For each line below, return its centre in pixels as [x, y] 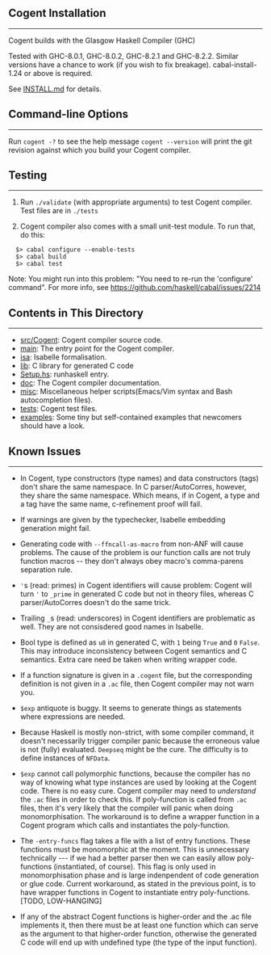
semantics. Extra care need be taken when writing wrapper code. [129, 660]
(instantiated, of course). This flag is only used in [135, 867]
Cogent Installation [57, 13]
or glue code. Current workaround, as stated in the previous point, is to [138, 884]
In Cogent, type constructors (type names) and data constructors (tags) [140, 478]
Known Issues [45, 451]
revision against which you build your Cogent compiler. [100, 149]
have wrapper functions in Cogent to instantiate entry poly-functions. [135, 893]
